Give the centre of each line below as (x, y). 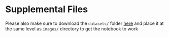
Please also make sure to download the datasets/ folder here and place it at (84, 23)
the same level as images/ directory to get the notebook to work (72, 28)
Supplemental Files (46, 9)
